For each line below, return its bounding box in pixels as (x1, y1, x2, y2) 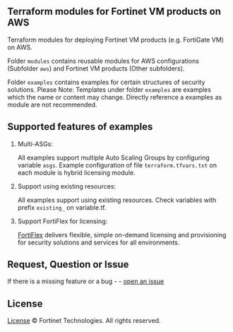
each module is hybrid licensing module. (17, 168, 136, 177)
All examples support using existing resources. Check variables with (17, 196, 217, 204)
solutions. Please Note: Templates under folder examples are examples (7, 85, 212, 94)
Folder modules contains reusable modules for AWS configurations (7, 57, 200, 65)
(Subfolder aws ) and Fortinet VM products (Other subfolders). (7, 64, 185, 73)
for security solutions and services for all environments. (17, 238, 180, 247)
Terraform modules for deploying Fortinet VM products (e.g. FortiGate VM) (7, 35, 225, 44)
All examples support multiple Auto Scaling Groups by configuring (17, 153, 210, 162)
